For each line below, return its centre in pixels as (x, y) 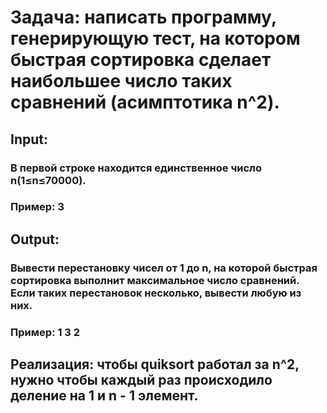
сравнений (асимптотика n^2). (145, 102)
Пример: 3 (37, 207)
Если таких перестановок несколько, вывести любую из (156, 293)
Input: (29, 139)
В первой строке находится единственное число (136, 168)
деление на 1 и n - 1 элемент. (104, 396)
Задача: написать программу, (143, 17)
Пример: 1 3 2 (45, 332)
